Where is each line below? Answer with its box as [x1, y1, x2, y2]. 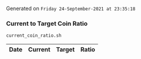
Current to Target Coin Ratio [6, 19, 88, 27]
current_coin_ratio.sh [6, 33, 62, 39]
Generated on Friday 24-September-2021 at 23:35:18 [6, 5, 136, 12]
